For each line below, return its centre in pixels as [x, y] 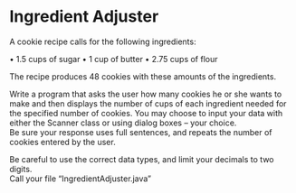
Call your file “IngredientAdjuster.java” [81, 179]
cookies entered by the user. [62, 142]
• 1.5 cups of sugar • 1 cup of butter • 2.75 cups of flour [114, 59]
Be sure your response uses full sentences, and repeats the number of [141, 132]
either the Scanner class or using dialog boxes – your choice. [123, 123]
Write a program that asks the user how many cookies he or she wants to [146, 94]
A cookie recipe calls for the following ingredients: [103, 41]
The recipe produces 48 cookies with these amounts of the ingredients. [143, 76]
